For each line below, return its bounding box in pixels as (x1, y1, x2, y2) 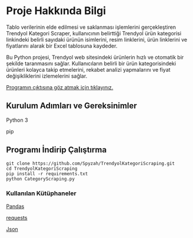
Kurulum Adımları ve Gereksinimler (6, 101, 137, 111)
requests (6, 214, 28, 221)
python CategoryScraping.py (6, 176, 75, 182)
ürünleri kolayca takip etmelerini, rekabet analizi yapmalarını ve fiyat (6, 66, 171, 73)
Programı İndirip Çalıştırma (6, 145, 107, 155)
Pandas (6, 203, 25, 210)
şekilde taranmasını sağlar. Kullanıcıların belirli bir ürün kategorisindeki (6, 60, 177, 67)
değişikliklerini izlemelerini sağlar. (6, 72, 88, 79)
